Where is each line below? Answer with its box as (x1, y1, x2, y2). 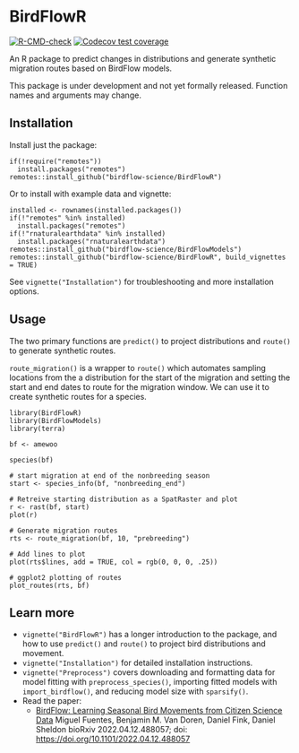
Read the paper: (21, 696, 82, 706)
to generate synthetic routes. (9, 345, 116, 356)
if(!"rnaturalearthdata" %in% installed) (9, 229, 167, 238)
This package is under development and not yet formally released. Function (9, 80, 288, 91)
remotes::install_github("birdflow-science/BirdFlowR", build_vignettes (9, 253, 286, 262)
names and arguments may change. (9, 90, 141, 100)
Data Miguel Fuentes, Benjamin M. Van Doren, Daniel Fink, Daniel (35, 714, 276, 725)
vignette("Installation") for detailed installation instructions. (21, 657, 253, 669)
